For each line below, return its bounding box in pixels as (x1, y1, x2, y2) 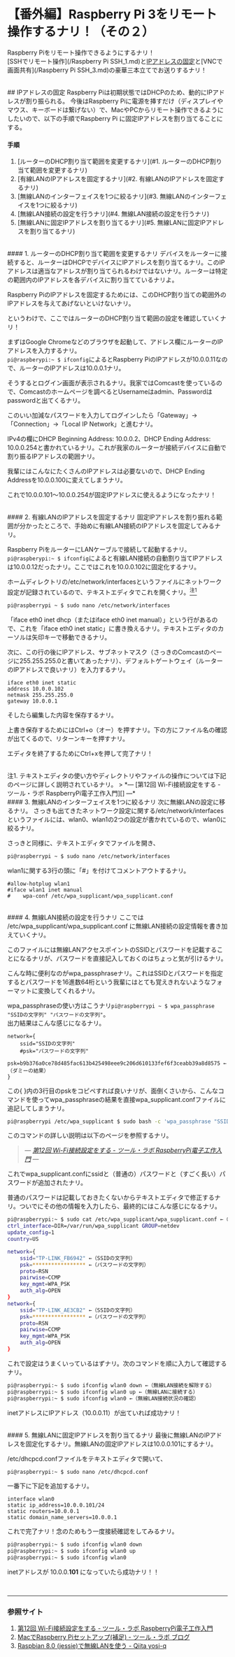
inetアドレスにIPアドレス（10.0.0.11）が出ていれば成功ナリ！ (7, 1408, 182, 1416)
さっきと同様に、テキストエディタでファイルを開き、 (7, 838, 159, 847)
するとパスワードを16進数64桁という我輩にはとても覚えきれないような (7, 977, 211, 986)
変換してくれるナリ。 (37, 987, 99, 995)
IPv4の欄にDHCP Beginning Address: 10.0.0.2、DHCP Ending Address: (7, 435, 211, 443)
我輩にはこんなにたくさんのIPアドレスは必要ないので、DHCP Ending (7, 467, 205, 475)
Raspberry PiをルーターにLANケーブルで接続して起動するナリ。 (7, 545, 191, 554)
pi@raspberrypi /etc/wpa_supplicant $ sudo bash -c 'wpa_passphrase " (7, 1118, 218, 1125)
